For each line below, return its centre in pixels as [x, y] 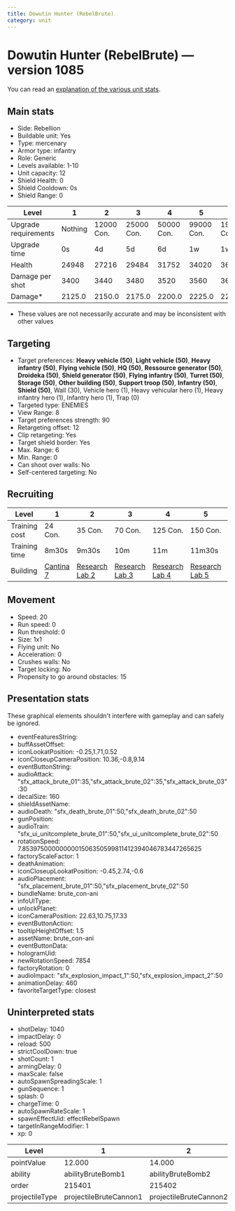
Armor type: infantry [47, 151]
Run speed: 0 [36, 624]
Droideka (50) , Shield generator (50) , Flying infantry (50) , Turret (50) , [121, 376]
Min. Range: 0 [37, 458]
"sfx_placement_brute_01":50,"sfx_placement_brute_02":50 [103, 886]
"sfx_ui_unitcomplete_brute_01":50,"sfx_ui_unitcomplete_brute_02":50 [118, 833]
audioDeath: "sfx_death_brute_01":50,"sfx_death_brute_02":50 [107, 811]
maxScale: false [40, 1074]
